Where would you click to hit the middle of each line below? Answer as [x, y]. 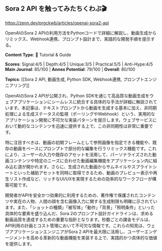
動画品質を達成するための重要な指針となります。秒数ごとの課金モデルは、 [79, 219]
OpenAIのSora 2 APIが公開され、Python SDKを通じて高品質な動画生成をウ [79, 96]
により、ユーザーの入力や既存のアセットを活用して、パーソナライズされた [79, 154]
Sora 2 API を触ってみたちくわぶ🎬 [56, 9]
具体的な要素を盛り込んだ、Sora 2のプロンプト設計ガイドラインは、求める [79, 213]
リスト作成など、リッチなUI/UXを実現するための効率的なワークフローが [81, 179]
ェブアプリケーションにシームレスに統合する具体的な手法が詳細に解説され [79, 101]
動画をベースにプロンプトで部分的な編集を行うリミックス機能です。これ [85, 148]
